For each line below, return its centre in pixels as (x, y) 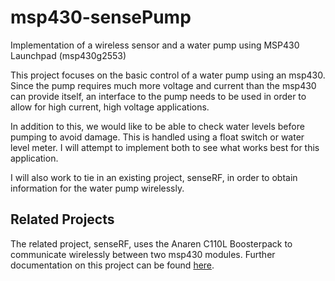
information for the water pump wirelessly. (97, 188)
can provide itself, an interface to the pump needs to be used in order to (158, 96)
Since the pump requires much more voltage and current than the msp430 (163, 85)
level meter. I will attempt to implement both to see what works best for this (165, 147)
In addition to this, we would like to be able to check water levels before (157, 126)
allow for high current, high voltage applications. (110, 107)
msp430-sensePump (101, 17)
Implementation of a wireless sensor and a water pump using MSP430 (155, 45)
